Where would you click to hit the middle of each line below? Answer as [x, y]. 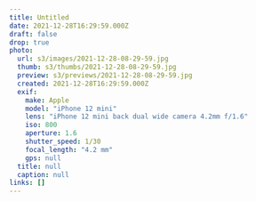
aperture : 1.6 [51, 133]
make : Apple [47, 100]
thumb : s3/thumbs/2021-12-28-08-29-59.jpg [97, 68]
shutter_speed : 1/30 [63, 141]
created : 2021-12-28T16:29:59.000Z [83, 84]
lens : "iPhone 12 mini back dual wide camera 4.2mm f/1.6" [137, 117]
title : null [40, 166]
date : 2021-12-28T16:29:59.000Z [69, 26]
